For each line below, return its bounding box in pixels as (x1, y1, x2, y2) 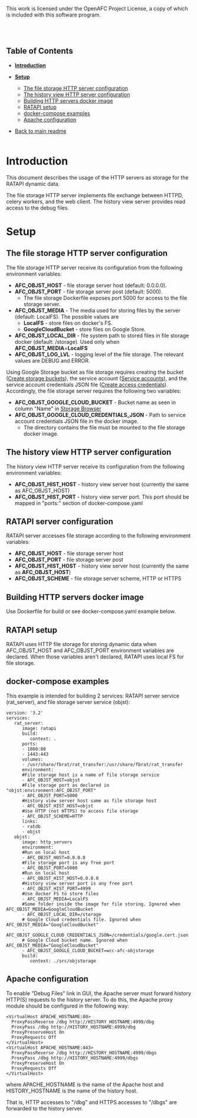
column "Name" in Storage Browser (14, 405, 101, 412)
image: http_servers (21, 839, 73, 845)
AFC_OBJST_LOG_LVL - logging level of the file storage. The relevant (14, 351, 184, 358)
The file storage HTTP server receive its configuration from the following (6, 264, 183, 271)
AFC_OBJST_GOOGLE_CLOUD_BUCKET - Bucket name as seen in (14, 399, 176, 406)
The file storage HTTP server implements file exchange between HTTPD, (6, 191, 183, 198)
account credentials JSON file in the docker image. (14, 418, 139, 425)
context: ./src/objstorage (29, 958, 96, 964)
